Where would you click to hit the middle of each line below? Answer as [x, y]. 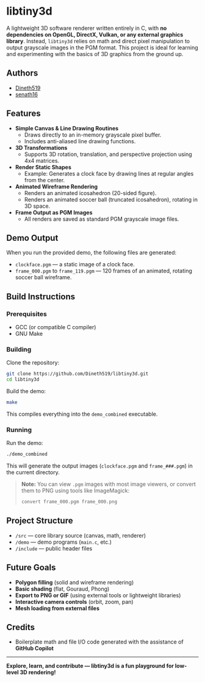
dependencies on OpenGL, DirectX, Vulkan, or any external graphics [95, 34]
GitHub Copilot [34, 648]
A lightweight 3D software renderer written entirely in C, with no [87, 28]
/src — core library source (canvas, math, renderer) [81, 535]
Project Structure [40, 521]
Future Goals [31, 568]
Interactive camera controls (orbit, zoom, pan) [74, 602]
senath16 [27, 94]
